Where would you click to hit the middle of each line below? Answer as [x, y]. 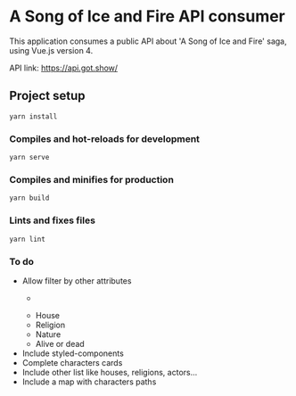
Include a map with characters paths [89, 382]
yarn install [33, 116]
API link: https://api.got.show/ [64, 68]
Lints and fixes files [53, 220]
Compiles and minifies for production [91, 179]
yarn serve [29, 158]
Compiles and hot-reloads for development [105, 138]
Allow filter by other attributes [77, 280]
